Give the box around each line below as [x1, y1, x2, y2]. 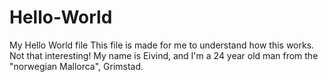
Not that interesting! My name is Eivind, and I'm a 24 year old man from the [9, 49, 319, 61]
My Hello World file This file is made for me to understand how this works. [9, 39, 315, 51]
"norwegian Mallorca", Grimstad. [9, 60, 144, 72]
